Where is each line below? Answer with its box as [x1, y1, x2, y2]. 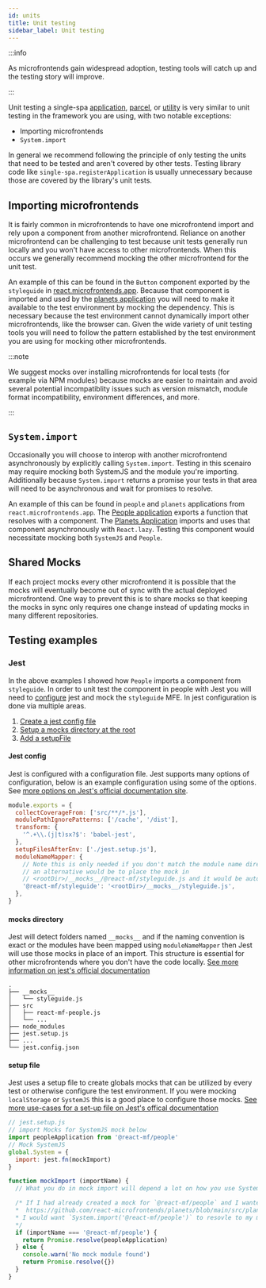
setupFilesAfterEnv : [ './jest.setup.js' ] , [15, 845, 158, 854]
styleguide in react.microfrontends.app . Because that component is [8, 286, 230, 295]
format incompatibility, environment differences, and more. [8, 392, 200, 402]
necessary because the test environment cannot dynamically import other [8, 311, 249, 321]
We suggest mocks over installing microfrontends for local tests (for [8, 367, 230, 377]
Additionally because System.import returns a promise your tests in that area [8, 476, 257, 484]
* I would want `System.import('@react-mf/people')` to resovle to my [15, 1213, 253, 1221]
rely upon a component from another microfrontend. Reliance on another [8, 228, 245, 238]
